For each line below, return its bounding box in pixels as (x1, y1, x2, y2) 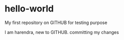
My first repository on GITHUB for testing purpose (4, 19, 108, 25)
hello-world (4, 3, 54, 14)
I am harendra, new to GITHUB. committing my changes (4, 29, 119, 35)
